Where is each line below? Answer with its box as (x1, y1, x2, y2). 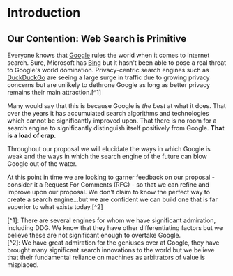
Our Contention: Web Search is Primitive (7, 33, 187, 45)
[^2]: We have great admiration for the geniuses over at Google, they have (7, 238, 220, 247)
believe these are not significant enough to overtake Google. (7, 231, 181, 239)
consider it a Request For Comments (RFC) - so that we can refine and (7, 181, 209, 189)
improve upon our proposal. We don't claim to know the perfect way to (7, 188, 211, 196)
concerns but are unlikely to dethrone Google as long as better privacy (7, 81, 211, 89)
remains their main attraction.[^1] (7, 89, 101, 96)
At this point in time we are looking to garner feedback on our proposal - (7, 173, 215, 181)
